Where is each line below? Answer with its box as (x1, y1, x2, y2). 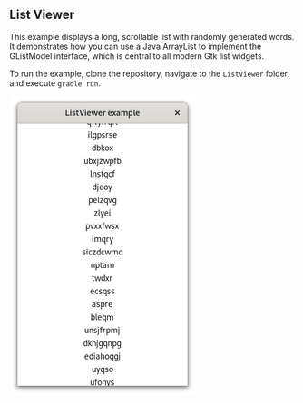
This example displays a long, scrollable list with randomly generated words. (9, 31, 295, 42)
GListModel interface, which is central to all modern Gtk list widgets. (9, 50, 265, 62)
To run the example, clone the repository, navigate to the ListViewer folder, (9, 68, 290, 79)
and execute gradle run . (9, 77, 102, 89)
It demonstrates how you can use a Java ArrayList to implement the (9, 41, 262, 52)
